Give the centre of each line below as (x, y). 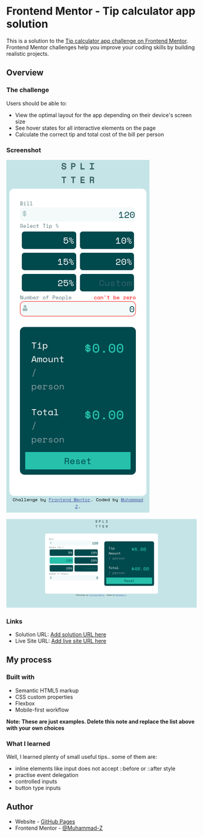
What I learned (28, 744)
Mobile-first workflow (42, 710)
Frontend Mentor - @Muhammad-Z (59, 828)
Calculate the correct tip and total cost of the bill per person (89, 134)
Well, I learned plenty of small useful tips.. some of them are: (82, 756)
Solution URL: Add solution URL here (61, 634)
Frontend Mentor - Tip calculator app (101, 11)
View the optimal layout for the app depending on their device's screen (103, 115)
